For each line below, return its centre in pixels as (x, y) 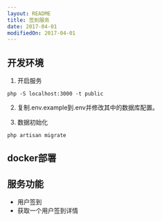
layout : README (29, 14)
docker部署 (32, 158)
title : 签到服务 (28, 20)
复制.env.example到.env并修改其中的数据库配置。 (88, 107)
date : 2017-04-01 (32, 26)
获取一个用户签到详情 (47, 211)
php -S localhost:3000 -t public (55, 94)
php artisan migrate (37, 136)
